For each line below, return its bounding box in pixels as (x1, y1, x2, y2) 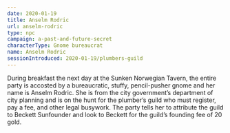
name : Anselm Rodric (7, 49, 67, 56)
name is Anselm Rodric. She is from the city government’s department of (7, 88, 213, 96)
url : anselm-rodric (7, 23, 63, 30)
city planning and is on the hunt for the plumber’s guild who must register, (7, 96, 217, 104)
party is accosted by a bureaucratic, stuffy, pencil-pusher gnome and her (7, 81, 216, 90)
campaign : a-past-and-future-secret (7, 36, 112, 43)
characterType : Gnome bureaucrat (7, 42, 103, 49)
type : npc (7, 29, 36, 37)
